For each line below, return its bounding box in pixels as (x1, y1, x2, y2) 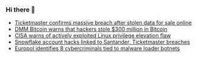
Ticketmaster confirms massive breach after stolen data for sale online (14, 19, 193, 27)
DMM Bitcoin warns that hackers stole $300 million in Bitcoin (14, 25, 168, 33)
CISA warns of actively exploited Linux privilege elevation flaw (14, 32, 171, 39)
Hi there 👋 (5, 5, 36, 14)
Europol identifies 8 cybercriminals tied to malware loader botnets (14, 45, 180, 52)
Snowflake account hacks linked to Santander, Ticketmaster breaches (14, 39, 190, 46)
